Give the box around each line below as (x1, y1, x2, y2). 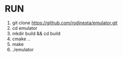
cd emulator (12, 25, 37, 31)
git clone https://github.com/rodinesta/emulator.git (12, 20, 117, 26)
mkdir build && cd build (12, 30, 61, 36)
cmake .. (12, 36, 30, 42)
